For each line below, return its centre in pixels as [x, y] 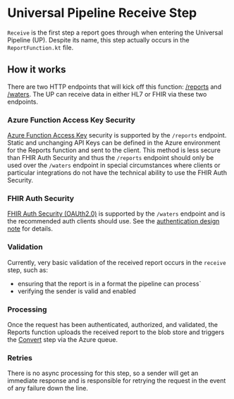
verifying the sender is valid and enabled [76, 291]
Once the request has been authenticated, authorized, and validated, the [113, 324]
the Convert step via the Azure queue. [63, 339]
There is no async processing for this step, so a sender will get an [103, 373]
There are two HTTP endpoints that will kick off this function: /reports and [115, 87]
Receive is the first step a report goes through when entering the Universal [115, 32]
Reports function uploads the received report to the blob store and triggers [116, 332]
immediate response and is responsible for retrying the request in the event [117, 381]
